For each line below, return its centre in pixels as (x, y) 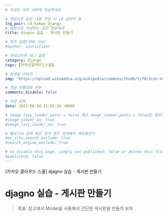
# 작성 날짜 (15, 101)
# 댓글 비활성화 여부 (23, 88)
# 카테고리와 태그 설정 (25, 56)
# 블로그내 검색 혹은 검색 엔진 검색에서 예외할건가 (50, 133)
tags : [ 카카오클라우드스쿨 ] (29, 65)
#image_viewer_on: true (30, 120)
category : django (23, 60)
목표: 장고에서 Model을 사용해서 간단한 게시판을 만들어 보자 (75, 208)
